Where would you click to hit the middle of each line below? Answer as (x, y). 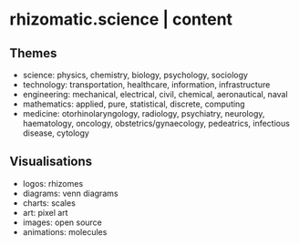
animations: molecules (65, 231)
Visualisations (51, 162)
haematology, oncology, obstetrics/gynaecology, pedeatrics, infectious (156, 123)
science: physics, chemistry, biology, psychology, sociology (135, 75)
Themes (33, 53)
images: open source (62, 222)
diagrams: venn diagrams (70, 193)
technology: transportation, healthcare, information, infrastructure (146, 85)
